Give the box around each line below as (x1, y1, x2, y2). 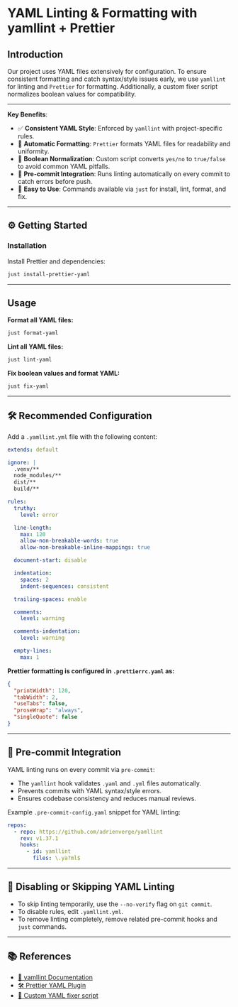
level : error (20, 511, 59, 518)
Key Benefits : (7, 110, 48, 119)
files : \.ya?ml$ (33, 854, 81, 862)
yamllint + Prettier (7, 20, 115, 36)
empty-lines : (13, 648, 52, 655)
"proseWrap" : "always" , (13, 707, 84, 714)
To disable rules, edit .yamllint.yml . (17, 907, 124, 915)
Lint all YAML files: (7, 342, 64, 351)
